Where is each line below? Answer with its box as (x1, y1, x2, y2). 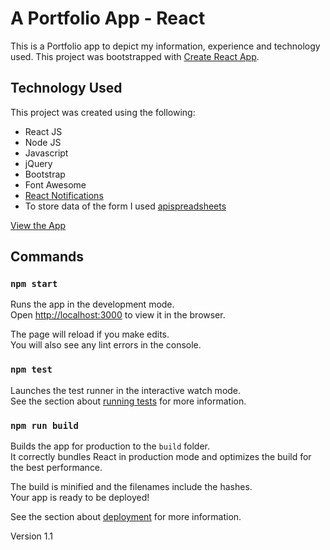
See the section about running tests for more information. (10, 395, 247, 407)
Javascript (24, 147, 69, 159)
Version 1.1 (10, 530, 53, 542)
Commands (10, 248, 85, 266)
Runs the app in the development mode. (10, 298, 175, 311)
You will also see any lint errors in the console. (10, 339, 202, 351)
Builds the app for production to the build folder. (10, 440, 211, 452)
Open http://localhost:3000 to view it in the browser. (10, 309, 226, 321)
